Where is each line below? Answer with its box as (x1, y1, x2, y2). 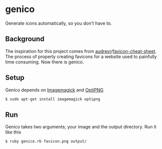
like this (5, 129, 21, 135)
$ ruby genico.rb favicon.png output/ (5, 139, 87, 144)
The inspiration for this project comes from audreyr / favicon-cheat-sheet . (5, 48, 157, 54)
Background (5, 35, 44, 43)
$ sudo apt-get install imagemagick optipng (5, 97, 100, 102)
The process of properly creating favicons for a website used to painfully (5, 53, 157, 59)
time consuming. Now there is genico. (5, 59, 84, 65)
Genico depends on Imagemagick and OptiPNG (5, 87, 104, 93)
